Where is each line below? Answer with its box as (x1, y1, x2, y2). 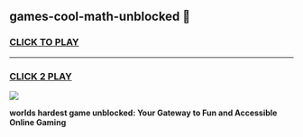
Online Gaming (9, 116, 67, 127)
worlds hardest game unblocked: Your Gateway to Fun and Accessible (9, 107, 278, 118)
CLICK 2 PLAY (9, 69, 72, 82)
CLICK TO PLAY (9, 36, 79, 49)
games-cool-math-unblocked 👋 (9, 9, 191, 24)
